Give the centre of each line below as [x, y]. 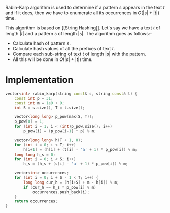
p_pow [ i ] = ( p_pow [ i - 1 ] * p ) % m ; [60, 131]
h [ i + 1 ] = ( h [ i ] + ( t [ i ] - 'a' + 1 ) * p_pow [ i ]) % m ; [80, 149]
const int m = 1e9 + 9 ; [40, 103]
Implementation [39, 80]
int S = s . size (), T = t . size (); [50, 108]
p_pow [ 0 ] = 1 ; [29, 121]
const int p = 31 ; [34, 98]
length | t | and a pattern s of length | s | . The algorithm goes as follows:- [79, 33]
